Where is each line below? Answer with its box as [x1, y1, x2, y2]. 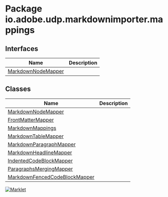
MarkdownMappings [8, 124, 57, 131]
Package [5, 3, 43, 15]
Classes [5, 85, 31, 93]
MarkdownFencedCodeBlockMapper [8, 173, 95, 180]
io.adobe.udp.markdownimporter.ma [5, 14, 163, 25]
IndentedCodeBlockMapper [8, 157, 73, 164]
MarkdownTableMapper [8, 133, 64, 140]
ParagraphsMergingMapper [8, 165, 73, 172]
